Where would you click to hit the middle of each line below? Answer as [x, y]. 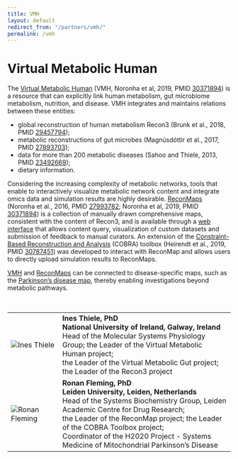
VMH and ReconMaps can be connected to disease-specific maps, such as [117, 273]
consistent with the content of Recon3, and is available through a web [109, 221]
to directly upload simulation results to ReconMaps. [82, 259]
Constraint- [212, 237]
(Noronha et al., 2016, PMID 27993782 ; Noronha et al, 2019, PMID [103, 206]
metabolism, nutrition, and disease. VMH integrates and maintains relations [117, 104]
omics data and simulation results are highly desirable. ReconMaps [105, 199]
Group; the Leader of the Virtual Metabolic [132, 345]
